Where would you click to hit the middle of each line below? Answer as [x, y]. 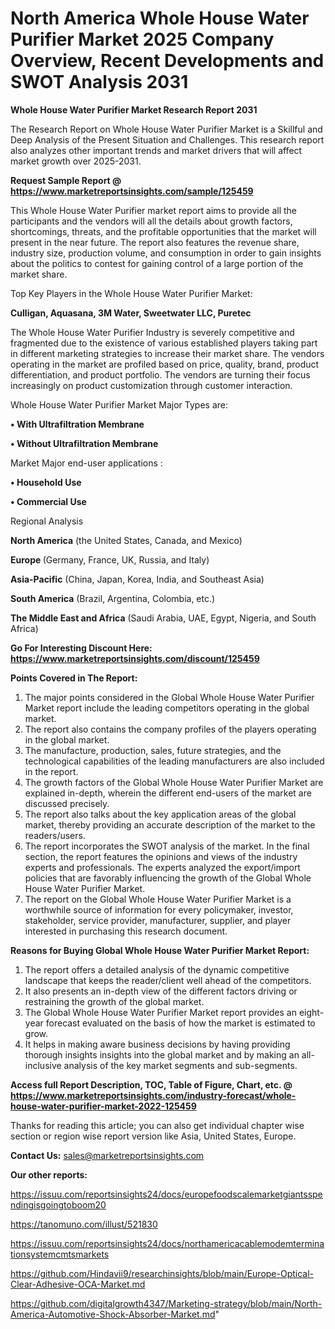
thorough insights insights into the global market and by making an [162, 1054]
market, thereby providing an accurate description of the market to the [170, 824]
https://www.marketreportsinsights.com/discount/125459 [135, 658]
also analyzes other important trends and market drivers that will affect [156, 150]
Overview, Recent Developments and [167, 61]
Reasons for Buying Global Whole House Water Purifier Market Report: [160, 950]
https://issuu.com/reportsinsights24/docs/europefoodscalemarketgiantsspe [166, 1194]
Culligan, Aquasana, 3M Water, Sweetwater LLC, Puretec [131, 313]
